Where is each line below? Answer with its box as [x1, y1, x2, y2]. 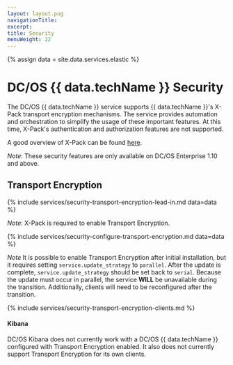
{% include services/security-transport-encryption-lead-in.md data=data [7, 198, 217, 206]
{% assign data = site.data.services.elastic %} [7, 55, 140, 63]
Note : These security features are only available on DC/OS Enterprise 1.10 [7, 152, 218, 160]
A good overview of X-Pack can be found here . [7, 139, 143, 147]
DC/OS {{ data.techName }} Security [7, 79, 224, 95]
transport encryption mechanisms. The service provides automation [23, 110, 218, 118]
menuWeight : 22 [7, 36, 51, 43]
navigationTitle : [7, 17, 58, 24]
